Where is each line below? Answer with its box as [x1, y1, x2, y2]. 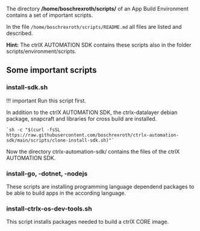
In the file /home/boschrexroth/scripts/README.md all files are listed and [6, 24, 182, 30]
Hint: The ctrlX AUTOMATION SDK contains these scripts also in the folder [6, 42, 192, 48]
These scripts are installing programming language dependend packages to [6, 183, 195, 190]
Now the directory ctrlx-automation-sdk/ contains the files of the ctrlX [6, 148, 180, 155]
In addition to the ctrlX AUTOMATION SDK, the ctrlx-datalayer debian [6, 109, 178, 116]
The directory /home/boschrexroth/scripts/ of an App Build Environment [6, 5, 189, 12]
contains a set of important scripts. [6, 11, 93, 19]
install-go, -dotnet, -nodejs [6, 169, 88, 177]
